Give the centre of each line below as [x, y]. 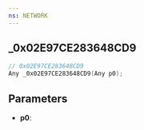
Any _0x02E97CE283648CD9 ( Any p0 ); [66, 74]
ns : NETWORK [28, 16]
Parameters [38, 98]
